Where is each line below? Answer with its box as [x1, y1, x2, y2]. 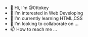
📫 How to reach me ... [10, 26, 57, 32]
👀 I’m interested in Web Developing [10, 10, 83, 16]
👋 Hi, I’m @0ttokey [10, 5, 49, 10]
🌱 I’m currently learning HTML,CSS [10, 15, 83, 21]
